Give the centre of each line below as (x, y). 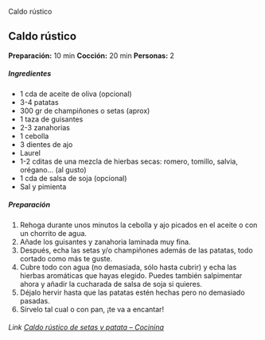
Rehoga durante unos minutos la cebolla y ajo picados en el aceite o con (138, 225)
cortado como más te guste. (66, 258)
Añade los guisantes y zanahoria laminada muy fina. (105, 241)
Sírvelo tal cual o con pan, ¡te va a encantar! (92, 309)
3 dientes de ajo (46, 144)
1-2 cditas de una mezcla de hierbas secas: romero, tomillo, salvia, (129, 161)
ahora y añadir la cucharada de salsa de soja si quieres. (111, 284)
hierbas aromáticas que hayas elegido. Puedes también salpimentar (131, 275)
